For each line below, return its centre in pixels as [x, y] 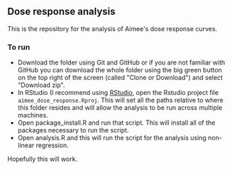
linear [26, 145]
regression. [53, 145]
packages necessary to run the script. [73, 130]
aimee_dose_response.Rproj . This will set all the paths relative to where [120, 100]
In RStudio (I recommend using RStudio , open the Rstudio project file [118, 93]
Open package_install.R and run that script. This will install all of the [116, 123]
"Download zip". [41, 85]
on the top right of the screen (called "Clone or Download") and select [120, 78]
